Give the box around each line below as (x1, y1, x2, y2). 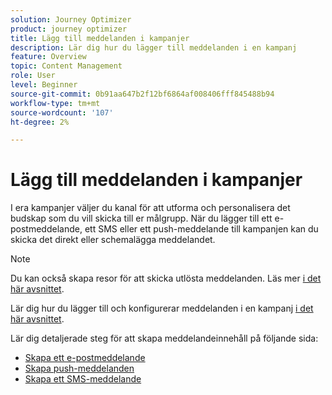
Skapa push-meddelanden (24, 362, 135, 375)
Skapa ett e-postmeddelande (24, 352, 146, 364)
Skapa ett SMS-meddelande (24, 373, 142, 385)
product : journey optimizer (10, 24, 128, 34)
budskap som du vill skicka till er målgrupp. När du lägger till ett (10, 212, 273, 225)
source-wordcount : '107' (10, 107, 114, 118)
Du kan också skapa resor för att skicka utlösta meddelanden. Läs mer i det (10, 272, 322, 285)
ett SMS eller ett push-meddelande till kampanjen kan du (84, 223, 319, 235)
